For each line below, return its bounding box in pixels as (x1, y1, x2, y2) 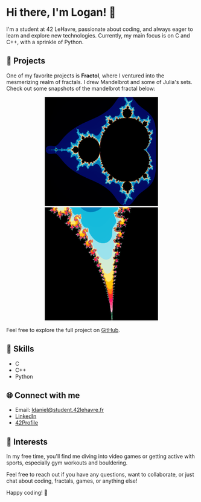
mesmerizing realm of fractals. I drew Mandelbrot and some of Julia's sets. (6, 78, 193, 85)
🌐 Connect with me (6, 390, 80, 400)
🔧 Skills (6, 344, 34, 354)
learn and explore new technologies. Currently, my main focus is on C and (6, 31, 190, 39)
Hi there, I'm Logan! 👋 (6, 5, 116, 19)
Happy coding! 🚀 (6, 489, 48, 497)
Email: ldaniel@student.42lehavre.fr (14, 406, 104, 414)
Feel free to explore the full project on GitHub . (6, 326, 121, 333)
